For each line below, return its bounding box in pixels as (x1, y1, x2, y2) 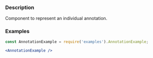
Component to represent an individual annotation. (5, 15, 107, 21)
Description (5, 4, 34, 11)
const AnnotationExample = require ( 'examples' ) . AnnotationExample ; (5, 39, 149, 44)
